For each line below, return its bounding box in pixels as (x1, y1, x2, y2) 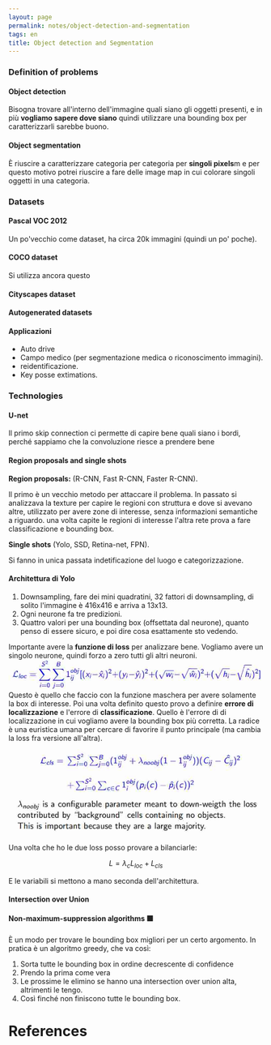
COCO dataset (8, 252, 58, 263)
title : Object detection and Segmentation (8, 39, 154, 47)
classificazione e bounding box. (8, 524, 115, 533)
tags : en (8, 30, 38, 38)
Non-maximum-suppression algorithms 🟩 (8, 913, 154, 923)
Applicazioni (8, 326, 53, 336)
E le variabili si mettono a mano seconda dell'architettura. (8, 876, 200, 885)
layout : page (8, 13, 53, 21)
